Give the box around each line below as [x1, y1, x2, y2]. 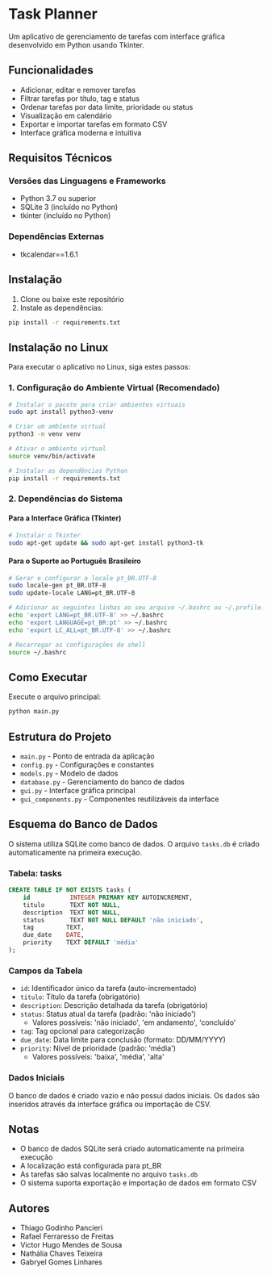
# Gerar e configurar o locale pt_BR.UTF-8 [8, 574, 157, 582]
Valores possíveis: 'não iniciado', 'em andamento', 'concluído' [31, 1018, 236, 1027]
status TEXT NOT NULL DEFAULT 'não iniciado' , [23, 916, 204, 924]
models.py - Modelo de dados [19, 768, 119, 778]
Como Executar [8, 671, 88, 684]
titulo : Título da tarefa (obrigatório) [19, 992, 140, 1001]
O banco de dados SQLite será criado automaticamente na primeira [19, 1143, 244, 1154]
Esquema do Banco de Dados [8, 817, 159, 831]
